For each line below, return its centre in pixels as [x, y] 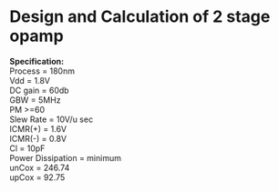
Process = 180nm [42, 71]
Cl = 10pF [27, 148]
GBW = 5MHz [35, 100]
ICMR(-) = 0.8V [38, 138]
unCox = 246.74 [40, 167]
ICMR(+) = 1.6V [38, 128]
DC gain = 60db [40, 90]
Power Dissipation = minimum [65, 157]
